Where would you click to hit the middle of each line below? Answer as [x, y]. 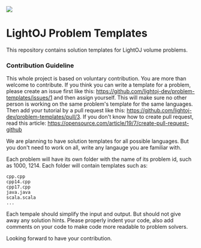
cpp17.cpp [19, 187]
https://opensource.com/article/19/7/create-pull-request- [118, 123]
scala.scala [21, 198]
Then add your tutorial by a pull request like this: [66, 110]
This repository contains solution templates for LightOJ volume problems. [97, 50]
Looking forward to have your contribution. [59, 238]
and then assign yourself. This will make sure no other [120, 98]
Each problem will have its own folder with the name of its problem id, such [99, 159]
